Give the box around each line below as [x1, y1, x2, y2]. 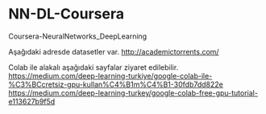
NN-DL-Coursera [8, 5, 125, 23]
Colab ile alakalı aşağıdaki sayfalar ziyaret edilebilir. [8, 62, 179, 72]
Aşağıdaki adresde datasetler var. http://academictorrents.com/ [8, 47, 219, 56]
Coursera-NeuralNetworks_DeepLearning [8, 31, 148, 41]
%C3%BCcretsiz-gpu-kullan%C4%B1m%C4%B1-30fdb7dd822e [8, 79, 223, 89]
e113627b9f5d [8, 96, 56, 106]
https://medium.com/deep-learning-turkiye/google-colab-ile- [8, 71, 213, 80]
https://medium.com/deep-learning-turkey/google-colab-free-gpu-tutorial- [8, 88, 258, 97]
